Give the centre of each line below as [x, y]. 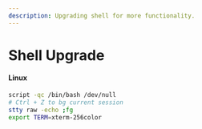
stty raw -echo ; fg [41, 110]
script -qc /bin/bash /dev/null [62, 95]
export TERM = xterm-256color [55, 117]
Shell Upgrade [57, 55]
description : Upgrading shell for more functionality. [102, 16]
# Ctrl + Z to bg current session [66, 102]
